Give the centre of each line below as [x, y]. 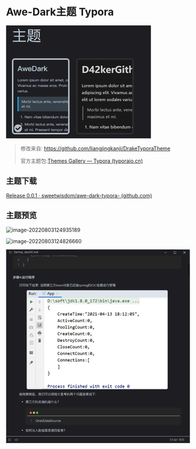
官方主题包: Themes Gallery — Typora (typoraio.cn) [81, 161]
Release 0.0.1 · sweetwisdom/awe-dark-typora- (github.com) [79, 195]
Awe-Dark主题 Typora [60, 12]
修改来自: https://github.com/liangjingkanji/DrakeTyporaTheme [95, 148]
